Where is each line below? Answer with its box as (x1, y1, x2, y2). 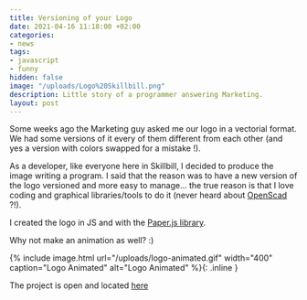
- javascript (9, 56, 59, 65)
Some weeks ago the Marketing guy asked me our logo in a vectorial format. (9, 123, 297, 134)
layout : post (9, 98, 59, 108)
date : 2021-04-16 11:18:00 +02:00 (9, 22, 142, 31)
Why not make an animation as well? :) (9, 235, 154, 246)
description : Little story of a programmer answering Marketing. (9, 90, 263, 99)
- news (9, 38, 35, 48)
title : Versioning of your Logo (9, 13, 132, 23)
